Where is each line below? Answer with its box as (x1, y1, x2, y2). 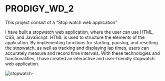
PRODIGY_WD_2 (5, 3, 74, 14)
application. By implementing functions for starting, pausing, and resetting (5, 39, 158, 45)
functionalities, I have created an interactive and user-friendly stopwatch (5, 55, 155, 61)
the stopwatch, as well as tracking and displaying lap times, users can (5, 45, 149, 51)
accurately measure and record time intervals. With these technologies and (5, 50, 160, 56)
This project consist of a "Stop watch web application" (5, 19, 117, 25)
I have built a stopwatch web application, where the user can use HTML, (5, 29, 154, 35)
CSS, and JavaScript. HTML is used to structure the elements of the (5, 34, 145, 40)
